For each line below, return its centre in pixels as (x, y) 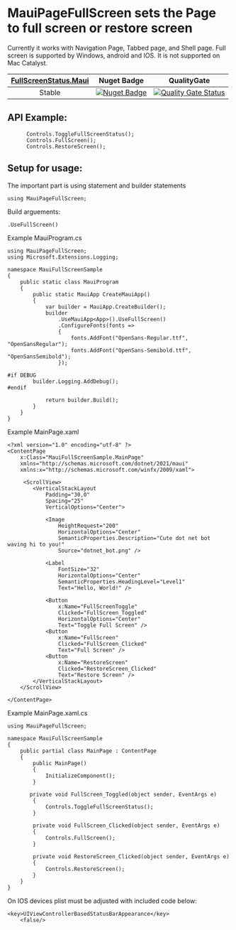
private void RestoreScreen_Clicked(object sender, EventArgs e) (131, 856)
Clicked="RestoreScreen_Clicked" (107, 669)
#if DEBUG (22, 375)
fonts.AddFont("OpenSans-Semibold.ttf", (131, 350)
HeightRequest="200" (88, 526)
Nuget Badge (121, 80)
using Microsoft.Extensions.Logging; (63, 257)
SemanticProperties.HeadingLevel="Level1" (122, 582)
